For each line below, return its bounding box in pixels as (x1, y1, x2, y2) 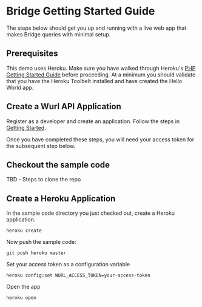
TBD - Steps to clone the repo (6, 176, 81, 183)
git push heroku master (6, 250, 67, 256)
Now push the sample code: (6, 238, 77, 246)
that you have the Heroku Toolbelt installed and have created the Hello (6, 77, 183, 84)
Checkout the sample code (6, 160, 110, 170)
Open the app (6, 283, 41, 291)
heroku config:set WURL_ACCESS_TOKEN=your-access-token (6, 272, 150, 278)
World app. (6, 84, 34, 91)
